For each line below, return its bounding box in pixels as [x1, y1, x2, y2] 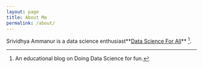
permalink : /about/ [6, 20, 56, 26]
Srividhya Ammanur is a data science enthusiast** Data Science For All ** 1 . [6, 37, 192, 45]
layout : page [6, 8, 39, 15]
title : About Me [6, 14, 47, 20]
